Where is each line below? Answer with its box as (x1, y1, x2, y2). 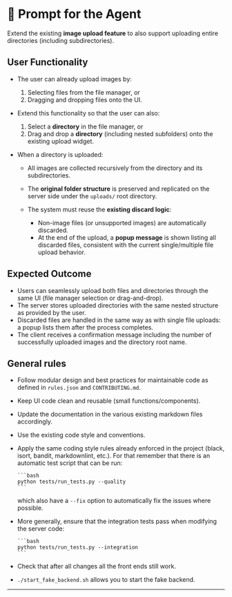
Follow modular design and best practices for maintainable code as (17, 376, 209, 384)
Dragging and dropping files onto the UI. (27, 95, 143, 104)
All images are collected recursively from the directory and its (27, 164, 203, 172)
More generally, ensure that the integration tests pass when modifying (17, 518, 217, 526)
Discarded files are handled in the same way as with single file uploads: (17, 316, 221, 324)
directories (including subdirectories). (7, 36, 115, 44)
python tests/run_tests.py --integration (17, 544, 138, 551)
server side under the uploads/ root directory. (27, 191, 157, 200)
